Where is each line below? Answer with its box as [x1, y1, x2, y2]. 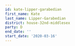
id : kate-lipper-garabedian [5, 7, 62, 12]
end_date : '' [5, 29, 31, 34]
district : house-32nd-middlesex [5, 20, 70, 25]
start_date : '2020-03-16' [5, 34, 57, 39]
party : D [5, 25, 23, 30]
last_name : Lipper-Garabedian [5, 16, 66, 21]
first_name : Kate [5, 11, 40, 16]
